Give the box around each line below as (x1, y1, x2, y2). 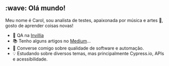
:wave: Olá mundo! (5, 4, 66, 12)
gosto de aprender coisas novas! (5, 22, 74, 28)
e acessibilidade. (12, 56, 48, 62)
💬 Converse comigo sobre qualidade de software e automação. (12, 45, 144, 51)
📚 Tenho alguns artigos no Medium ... (12, 37, 91, 44)
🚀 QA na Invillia (12, 32, 44, 38)
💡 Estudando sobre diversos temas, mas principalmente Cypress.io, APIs (12, 50, 164, 56)
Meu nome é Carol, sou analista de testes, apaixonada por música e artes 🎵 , (5, 17, 163, 23)
